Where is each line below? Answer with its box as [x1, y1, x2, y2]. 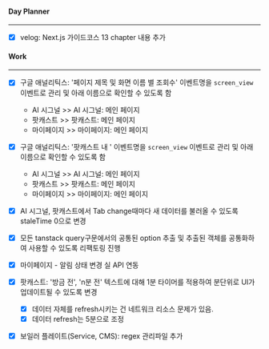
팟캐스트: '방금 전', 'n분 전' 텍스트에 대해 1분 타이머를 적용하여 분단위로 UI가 [19, 277, 255, 287]
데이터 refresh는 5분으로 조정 [31, 314, 124, 323]
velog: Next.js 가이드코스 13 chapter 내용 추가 [19, 33, 167, 42]
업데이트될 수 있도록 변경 [19, 287, 98, 296]
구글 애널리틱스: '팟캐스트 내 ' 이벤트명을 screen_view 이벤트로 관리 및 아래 [19, 142, 254, 151]
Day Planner [8, 6, 50, 16]
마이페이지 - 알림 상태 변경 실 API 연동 [19, 260, 139, 270]
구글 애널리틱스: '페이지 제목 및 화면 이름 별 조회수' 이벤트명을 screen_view [19, 78, 254, 87]
